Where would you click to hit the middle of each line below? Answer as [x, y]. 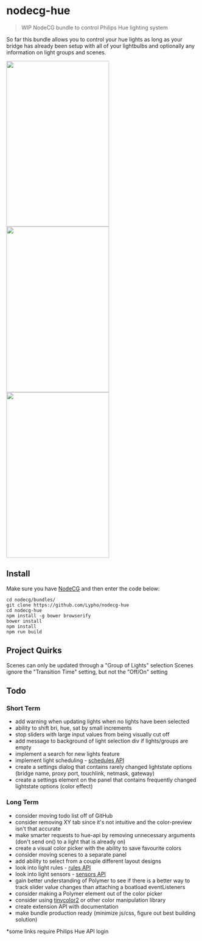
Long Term [23, 802]
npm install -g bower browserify [49, 616]
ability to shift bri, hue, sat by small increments [73, 728]
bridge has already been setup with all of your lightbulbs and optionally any [101, 46]
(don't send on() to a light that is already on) [70, 841]
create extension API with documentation [67, 906]
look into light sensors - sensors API [61, 874]
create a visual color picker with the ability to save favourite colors [98, 848]
